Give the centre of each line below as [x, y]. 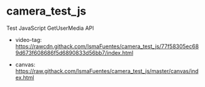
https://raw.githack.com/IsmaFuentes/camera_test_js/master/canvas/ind [107, 71]
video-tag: [28, 40]
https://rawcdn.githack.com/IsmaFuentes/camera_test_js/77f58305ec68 [107, 46]
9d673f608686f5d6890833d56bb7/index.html [74, 52]
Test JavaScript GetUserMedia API [50, 28]
